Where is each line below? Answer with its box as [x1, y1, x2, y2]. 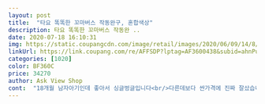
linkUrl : [8, 48, 37, 56]
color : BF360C [8, 63, 55, 70]
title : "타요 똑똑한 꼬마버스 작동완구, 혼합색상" [8, 19, 154, 27]
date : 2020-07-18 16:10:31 [8, 33, 97, 41]
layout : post [8, 11, 51, 20]
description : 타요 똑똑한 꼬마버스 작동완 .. [8, 26, 140, 34]
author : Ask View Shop [8, 77, 83, 84]
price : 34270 [8, 70, 51, 77]
